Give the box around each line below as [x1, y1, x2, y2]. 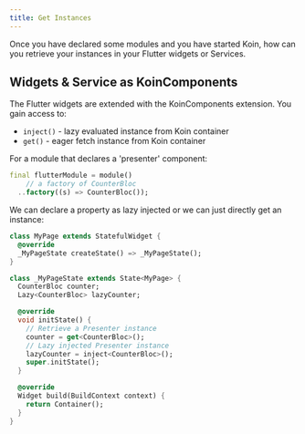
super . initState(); [26, 357, 100, 367]
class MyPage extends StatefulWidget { [9, 232, 162, 242]
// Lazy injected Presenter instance [26, 341, 170, 350]
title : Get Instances [9, 13, 92, 23]
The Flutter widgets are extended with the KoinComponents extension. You [9, 98, 292, 109]
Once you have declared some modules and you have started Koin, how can [9, 38, 297, 49]
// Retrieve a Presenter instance [26, 324, 157, 333]
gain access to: [9, 108, 67, 119]
